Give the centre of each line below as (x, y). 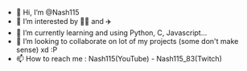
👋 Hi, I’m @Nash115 (47, 12)
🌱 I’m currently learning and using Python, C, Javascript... (111, 33)
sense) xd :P (37, 49)
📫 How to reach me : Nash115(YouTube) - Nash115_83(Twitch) (119, 59)
